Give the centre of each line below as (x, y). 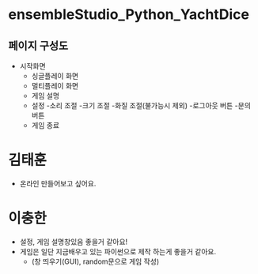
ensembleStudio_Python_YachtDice (129, 15)
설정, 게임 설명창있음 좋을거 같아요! (74, 242)
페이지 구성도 (38, 45)
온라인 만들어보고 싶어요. (58, 183)
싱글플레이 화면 (55, 76)
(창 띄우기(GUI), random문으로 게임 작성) (95, 261)
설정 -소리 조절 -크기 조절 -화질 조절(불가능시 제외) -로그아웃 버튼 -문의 (141, 105)
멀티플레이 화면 (55, 86)
